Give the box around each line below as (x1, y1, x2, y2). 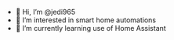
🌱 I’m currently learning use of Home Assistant (15, 24, 166, 32)
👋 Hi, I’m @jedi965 (15, 8, 76, 16)
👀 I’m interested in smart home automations (15, 15, 157, 25)
